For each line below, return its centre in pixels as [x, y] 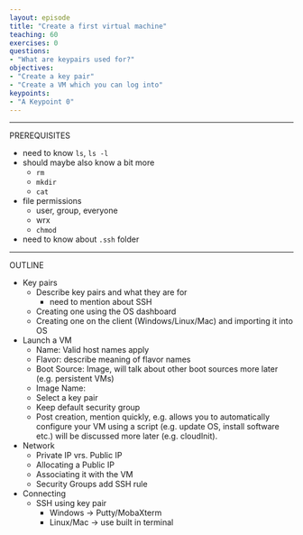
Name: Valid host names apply [92, 350]
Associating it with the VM [84, 475]
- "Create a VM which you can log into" [87, 85]
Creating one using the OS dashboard [106, 311]
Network [39, 446]
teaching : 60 [34, 34]
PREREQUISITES [40, 135]
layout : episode [40, 18]
